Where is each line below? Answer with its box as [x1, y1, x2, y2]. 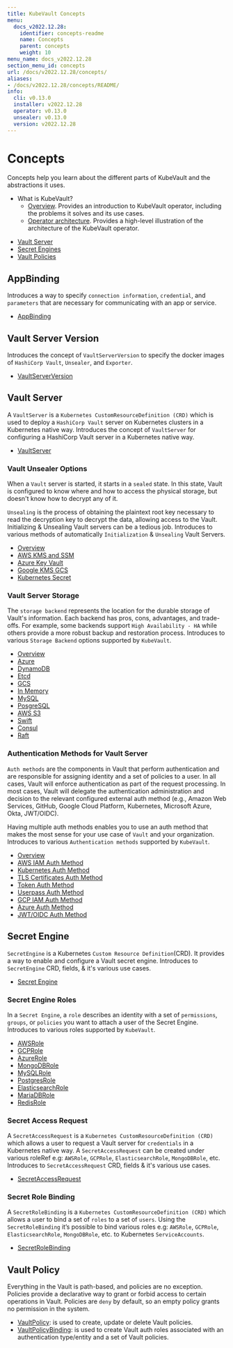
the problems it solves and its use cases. [27, 209, 145, 218]
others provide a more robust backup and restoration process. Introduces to [7, 629, 225, 637]
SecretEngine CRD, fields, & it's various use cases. [7, 964, 152, 972]
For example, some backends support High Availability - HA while [22, 622, 218, 630]
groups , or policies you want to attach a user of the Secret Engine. [7, 1018, 199, 1026]
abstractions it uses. [7, 181, 65, 189]
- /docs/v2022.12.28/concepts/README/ [7, 82, 120, 89]
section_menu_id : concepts [7, 62, 86, 69]
